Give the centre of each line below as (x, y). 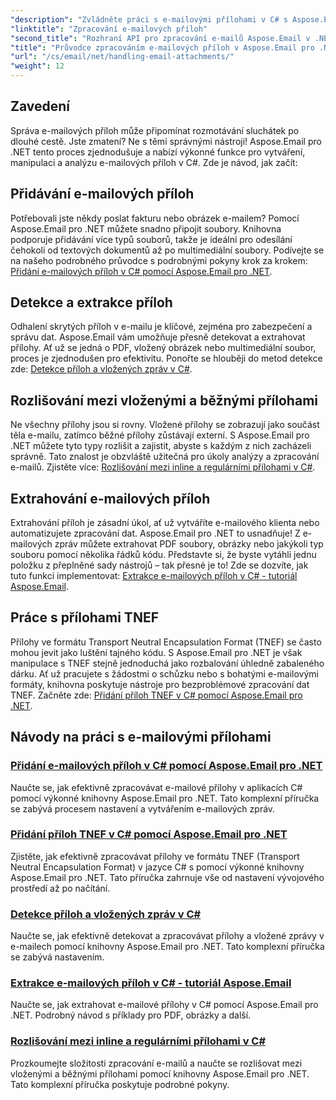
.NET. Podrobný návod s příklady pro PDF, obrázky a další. (131, 1015)
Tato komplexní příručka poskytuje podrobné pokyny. (120, 1084)
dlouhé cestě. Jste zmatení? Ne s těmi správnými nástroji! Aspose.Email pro (166, 141)
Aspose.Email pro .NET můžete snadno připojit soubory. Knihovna (146, 228)
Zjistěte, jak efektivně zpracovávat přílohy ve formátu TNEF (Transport (155, 856)
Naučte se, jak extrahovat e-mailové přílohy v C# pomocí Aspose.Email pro (164, 1005)
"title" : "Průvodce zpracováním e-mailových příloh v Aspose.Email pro (162, 47)
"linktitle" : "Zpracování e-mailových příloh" (109, 29)
